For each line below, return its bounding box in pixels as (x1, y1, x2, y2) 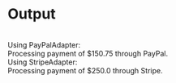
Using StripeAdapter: (7, 57, 78, 67)
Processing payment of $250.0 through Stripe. (7, 65, 163, 75)
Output (7, 5, 56, 23)
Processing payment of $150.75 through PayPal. (7, 48, 168, 58)
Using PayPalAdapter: (7, 39, 81, 49)
